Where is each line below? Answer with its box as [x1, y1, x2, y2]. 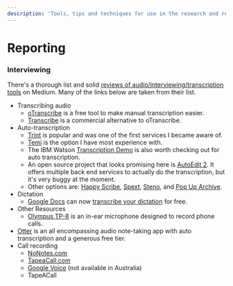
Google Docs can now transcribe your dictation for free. [27, 197, 188, 205]
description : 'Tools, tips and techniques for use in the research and [7, 10, 218, 17]
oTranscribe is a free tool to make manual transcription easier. [27, 109, 205, 117]
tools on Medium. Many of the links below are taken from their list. [7, 88, 196, 96]
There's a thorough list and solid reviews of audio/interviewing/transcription [7, 81, 224, 89]
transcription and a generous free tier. [17, 234, 126, 243]
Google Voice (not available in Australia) [27, 264, 142, 272]
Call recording [17, 242, 58, 250]
